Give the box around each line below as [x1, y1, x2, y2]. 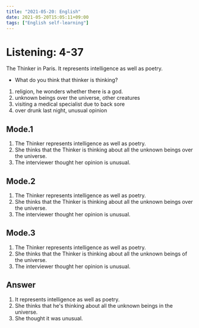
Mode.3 [6, 228, 36, 238]
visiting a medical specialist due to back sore [14, 100, 125, 108]
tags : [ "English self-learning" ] [6, 20, 89, 26]
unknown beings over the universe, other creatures [14, 94, 141, 102]
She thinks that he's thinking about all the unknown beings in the [14, 302, 173, 309]
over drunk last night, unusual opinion [14, 107, 108, 114]
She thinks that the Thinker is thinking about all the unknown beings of [14, 250, 188, 257]
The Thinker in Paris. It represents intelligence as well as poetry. [6, 65, 163, 72]
